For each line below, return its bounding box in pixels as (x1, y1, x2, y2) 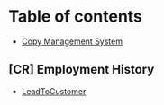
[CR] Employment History (8, 62, 155, 77)
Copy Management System (21, 36, 123, 47)
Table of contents (8, 6, 143, 27)
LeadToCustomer (21, 85, 87, 96)
